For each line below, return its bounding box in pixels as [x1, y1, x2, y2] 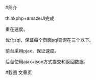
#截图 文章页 [5, 69, 32, 75]
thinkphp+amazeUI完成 [5, 15, 55, 21]
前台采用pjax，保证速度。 [5, 48, 59, 54]
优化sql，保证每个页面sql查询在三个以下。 [5, 37, 94, 43]
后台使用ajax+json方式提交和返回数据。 [5, 59, 88, 65]
